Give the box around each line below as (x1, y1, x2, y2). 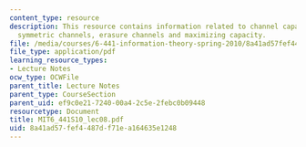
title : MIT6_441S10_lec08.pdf (9, 115, 125, 124)
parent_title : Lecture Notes (9, 81, 120, 90)
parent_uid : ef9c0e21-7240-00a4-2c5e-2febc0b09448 (9, 98, 206, 108)
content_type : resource (9, 13, 100, 23)
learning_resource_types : (9, 56, 107, 65)
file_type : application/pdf (9, 47, 117, 57)
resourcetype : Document (9, 107, 100, 116)
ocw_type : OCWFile (9, 73, 79, 82)
